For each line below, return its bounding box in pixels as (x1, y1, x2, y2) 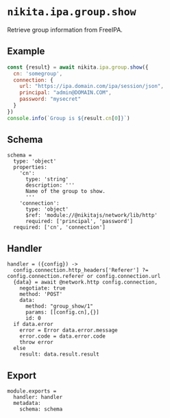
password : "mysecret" (19, 95, 81, 103)
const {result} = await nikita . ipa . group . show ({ (7, 64, 149, 71)
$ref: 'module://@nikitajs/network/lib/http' (25, 212, 158, 219)
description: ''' (25, 182, 75, 189)
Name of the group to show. (25, 188, 106, 195)
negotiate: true (19, 285, 66, 292)
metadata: (13, 400, 41, 407)
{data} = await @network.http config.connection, (13, 279, 158, 286)
